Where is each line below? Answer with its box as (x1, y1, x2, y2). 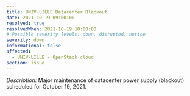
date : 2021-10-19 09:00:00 (6, 15, 75, 21)
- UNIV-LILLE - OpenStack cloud (12, 54, 94, 60)
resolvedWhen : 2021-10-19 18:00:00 (6, 26, 97, 32)
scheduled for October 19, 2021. (6, 83, 87, 90)
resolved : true (6, 20, 45, 26)
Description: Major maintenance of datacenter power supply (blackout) (6, 77, 185, 84)
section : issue (6, 60, 45, 66)
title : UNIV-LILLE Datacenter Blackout (6, 9, 108, 15)
